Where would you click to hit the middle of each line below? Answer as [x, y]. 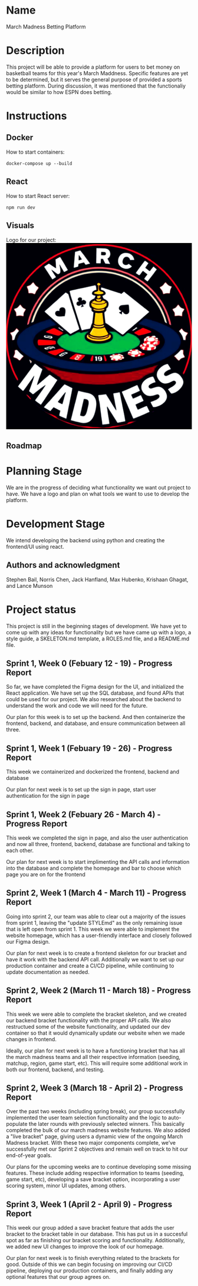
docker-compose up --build [39, 163]
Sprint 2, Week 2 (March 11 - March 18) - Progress [99, 991]
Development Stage [55, 524]
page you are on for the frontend [46, 874]
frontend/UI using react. [35, 546]
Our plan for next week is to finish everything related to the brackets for [93, 1258]
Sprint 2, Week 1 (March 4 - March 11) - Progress [96, 893]
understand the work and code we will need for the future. [77, 706]
